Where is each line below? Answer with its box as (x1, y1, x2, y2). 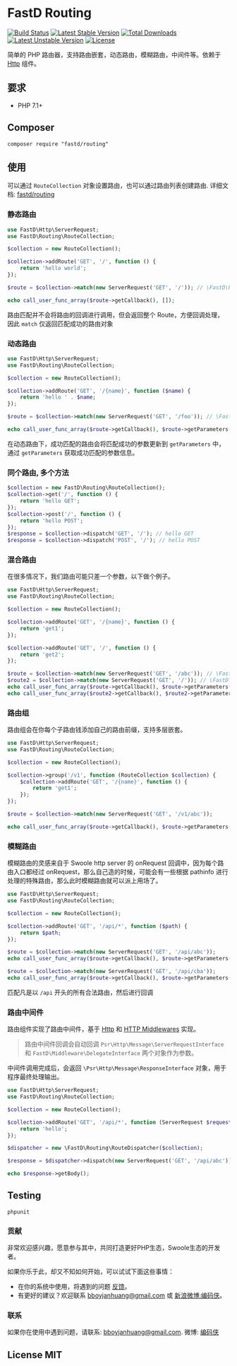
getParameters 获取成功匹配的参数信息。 (20, 448, 139, 457)
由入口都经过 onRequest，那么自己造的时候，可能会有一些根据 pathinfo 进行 (7, 868, 229, 876)
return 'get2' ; (20, 651, 65, 658)
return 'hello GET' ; (20, 497, 80, 505)
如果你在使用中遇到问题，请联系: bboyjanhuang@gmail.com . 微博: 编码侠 (7, 1328, 219, 1336)
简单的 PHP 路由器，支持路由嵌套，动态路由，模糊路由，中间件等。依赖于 (7, 50, 221, 59)
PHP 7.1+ (17, 101, 43, 110)
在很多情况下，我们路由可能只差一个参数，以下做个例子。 (7, 572, 174, 581)
